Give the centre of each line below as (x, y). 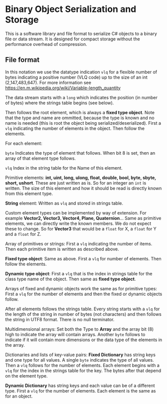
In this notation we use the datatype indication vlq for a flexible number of (81, 72)
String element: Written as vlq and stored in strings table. (64, 203)
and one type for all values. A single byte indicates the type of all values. (80, 360)
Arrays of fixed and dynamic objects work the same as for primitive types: (81, 288)
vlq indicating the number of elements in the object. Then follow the (75, 128)
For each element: (24, 143)
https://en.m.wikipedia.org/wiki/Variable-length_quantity (63, 88)
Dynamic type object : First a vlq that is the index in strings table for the (79, 273)
